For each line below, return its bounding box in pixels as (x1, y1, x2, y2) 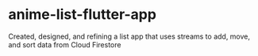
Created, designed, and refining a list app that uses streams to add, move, (8, 32, 251, 41)
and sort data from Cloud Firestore (8, 39, 121, 49)
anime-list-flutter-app (8, 6, 157, 24)
